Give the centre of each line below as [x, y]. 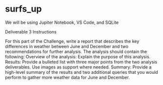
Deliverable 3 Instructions [31, 32]
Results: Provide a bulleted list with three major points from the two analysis [81, 62]
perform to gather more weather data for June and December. [68, 77]
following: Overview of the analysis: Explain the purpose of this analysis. [78, 56]
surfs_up [23, 9]
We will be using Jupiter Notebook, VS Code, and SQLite [62, 22]
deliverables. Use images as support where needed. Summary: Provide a [78, 67]
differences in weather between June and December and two [67, 46]
